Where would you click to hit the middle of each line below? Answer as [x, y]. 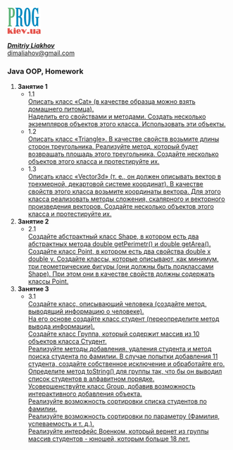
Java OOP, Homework [45, 71]
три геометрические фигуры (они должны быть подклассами [121, 267]
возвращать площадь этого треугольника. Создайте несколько [124, 154]
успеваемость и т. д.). [61, 424]
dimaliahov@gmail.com [41, 53]
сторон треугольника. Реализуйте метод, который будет [113, 147]
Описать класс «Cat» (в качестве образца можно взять [112, 102]
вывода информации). [61, 327]
